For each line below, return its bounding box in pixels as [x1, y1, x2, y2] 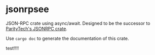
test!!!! [6, 45, 19, 51]
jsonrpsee [6, 4, 50, 15]
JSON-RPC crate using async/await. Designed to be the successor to [6, 20, 150, 26]
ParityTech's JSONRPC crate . [6, 25, 67, 31]
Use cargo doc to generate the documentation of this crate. [6, 35, 129, 41]
